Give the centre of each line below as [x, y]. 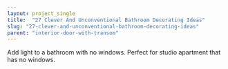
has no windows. [31, 60]
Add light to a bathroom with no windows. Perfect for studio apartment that [114, 52]
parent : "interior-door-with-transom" [63, 33]
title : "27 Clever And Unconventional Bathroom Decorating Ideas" [106, 20]
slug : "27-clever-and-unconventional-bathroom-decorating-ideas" [103, 26]
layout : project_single [41, 13]
